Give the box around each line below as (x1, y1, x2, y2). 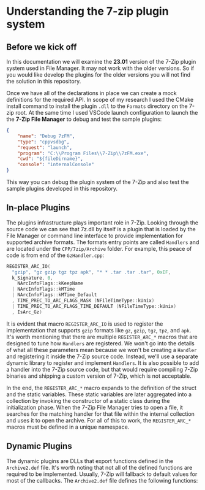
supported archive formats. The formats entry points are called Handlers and (6, 238, 199, 246)
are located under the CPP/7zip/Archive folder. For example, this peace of (6, 245, 192, 252)
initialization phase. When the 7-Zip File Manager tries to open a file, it (6, 404, 184, 411)
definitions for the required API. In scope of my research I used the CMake (6, 96, 194, 103)
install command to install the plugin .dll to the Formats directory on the (6, 102, 188, 110)
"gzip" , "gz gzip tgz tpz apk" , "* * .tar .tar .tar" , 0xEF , (12, 269, 171, 275)
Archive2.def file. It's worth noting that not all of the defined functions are (6, 464, 193, 471)
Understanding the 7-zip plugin (6, 4, 170, 18)
